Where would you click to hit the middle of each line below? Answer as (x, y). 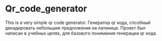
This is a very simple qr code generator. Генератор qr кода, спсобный (78, 22)
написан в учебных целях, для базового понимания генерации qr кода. (81, 33)
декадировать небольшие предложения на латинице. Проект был (76, 27)
